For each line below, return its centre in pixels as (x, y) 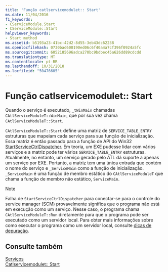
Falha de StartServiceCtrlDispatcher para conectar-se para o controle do (83, 198)
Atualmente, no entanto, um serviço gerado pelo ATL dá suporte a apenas (82, 157)
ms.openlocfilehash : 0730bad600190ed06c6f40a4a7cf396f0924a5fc (73, 48)
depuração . (17, 231)
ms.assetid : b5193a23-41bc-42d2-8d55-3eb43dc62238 (60, 43)
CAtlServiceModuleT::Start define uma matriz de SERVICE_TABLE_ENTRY (78, 130)
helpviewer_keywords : (28, 33)
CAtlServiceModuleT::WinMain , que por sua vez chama (61, 115)
